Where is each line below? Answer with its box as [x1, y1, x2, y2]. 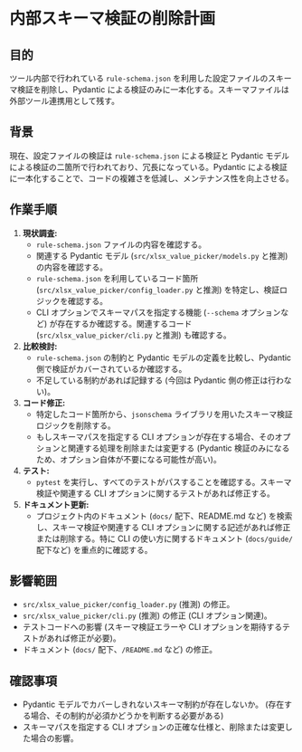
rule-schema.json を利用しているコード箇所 [35, 272, 199, 283]
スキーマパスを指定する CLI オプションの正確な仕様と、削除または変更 [22, 721, 286, 733]
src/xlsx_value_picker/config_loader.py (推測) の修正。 [22, 599, 235, 610]
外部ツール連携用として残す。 [9, 96, 120, 106]
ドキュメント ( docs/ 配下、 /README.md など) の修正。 [22, 644, 218, 655]
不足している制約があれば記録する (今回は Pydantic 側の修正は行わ [35, 375, 285, 386]
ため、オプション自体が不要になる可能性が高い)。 [35, 453, 222, 464]
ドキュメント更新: [22, 499, 90, 509]
